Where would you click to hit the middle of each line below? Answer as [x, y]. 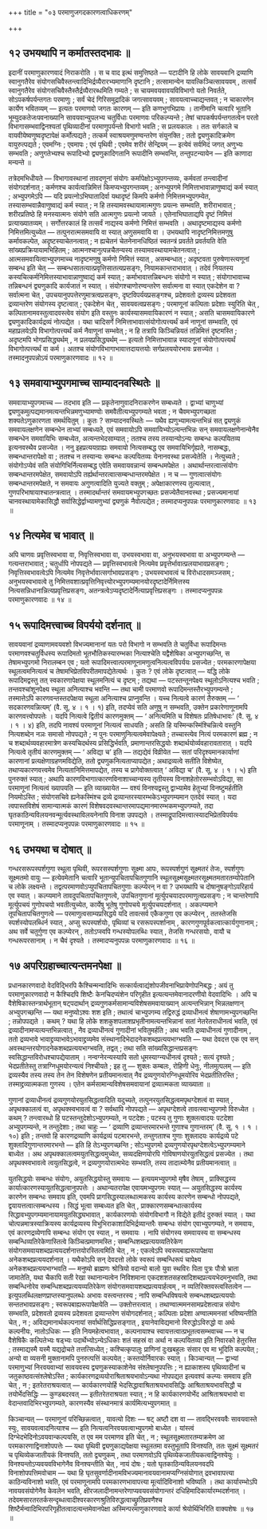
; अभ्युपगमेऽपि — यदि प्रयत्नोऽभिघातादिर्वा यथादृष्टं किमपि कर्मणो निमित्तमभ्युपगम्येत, [110, 196]
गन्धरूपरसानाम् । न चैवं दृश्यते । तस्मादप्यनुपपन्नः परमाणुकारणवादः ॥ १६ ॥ [102, 940]
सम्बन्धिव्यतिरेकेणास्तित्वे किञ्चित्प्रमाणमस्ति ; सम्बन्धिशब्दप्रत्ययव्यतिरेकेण [96, 1241]
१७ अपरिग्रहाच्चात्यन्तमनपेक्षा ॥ [65, 966]
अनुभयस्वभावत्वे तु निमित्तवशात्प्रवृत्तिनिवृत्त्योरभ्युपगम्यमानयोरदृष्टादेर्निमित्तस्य [99, 581]
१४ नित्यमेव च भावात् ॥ [51, 536]
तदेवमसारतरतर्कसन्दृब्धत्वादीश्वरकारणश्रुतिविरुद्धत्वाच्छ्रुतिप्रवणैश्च [85, 1499]
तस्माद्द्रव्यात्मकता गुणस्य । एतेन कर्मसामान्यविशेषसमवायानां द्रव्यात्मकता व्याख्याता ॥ [109, 1084]
